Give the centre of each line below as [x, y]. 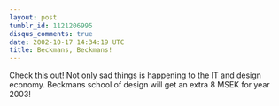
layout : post [33, 17]
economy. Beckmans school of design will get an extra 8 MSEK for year [139, 85]
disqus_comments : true [51, 34]
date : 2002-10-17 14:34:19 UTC [67, 42]
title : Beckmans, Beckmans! [61, 50]
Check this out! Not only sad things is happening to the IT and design [135, 75]
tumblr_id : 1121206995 [51, 26]
